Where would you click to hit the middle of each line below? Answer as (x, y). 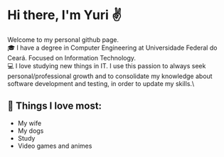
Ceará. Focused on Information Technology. (72, 58)
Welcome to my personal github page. (63, 39)
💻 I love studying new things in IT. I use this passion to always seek (107, 65)
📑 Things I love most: (54, 106)
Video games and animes (55, 146)
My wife (30, 123)
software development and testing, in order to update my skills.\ (101, 83)
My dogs (31, 131)
